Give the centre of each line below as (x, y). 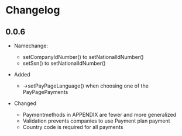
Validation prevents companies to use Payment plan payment (96, 121)
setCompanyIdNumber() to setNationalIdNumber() (83, 57)
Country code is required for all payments (73, 127)
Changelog (33, 10)
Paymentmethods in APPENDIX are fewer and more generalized (99, 115)
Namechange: (31, 46)
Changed (25, 103)
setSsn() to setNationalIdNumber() (64, 63)
